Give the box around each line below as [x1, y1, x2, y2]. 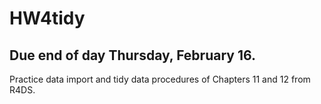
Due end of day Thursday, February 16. [9, 47, 256, 64]
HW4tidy [9, 7, 86, 30]
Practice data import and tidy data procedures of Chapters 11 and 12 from [9, 73, 311, 85]
